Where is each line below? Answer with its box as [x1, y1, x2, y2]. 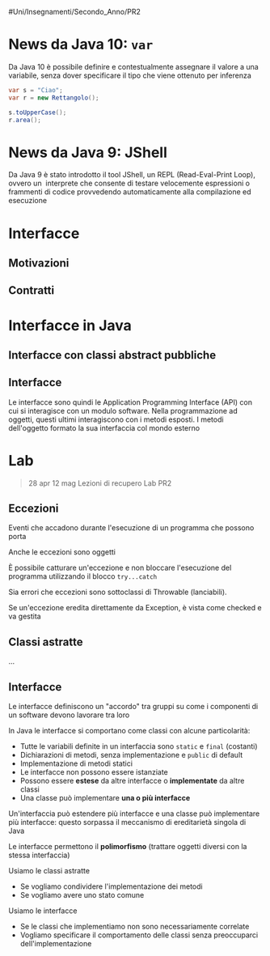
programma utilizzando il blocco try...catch [8, 571, 158, 581]
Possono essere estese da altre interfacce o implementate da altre [19, 776, 245, 786]
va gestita [8, 611, 42, 622]
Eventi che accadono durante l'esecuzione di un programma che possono [8, 523, 255, 533]
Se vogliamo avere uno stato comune [19, 890, 145, 900]
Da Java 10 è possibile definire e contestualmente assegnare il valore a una [8, 62, 259, 71]
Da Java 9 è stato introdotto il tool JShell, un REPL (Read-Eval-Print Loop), [8, 170, 256, 180]
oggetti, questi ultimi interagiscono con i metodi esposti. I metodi [8, 414, 224, 424]
